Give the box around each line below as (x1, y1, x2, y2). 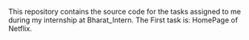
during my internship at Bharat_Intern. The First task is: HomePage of (8, 15, 239, 25)
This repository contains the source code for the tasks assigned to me (8, 7, 242, 16)
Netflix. (8, 24, 32, 33)
